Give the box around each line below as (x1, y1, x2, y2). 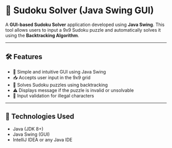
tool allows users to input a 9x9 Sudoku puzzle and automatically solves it (5, 27, 161, 33)
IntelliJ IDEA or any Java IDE (12, 136, 73, 142)
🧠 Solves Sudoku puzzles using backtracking (12, 82, 108, 88)
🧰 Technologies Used (5, 112, 74, 121)
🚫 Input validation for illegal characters (12, 92, 94, 98)
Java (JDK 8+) (12, 126, 44, 132)
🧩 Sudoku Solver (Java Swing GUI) (5, 5, 154, 16)
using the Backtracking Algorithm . (5, 32, 79, 38)
